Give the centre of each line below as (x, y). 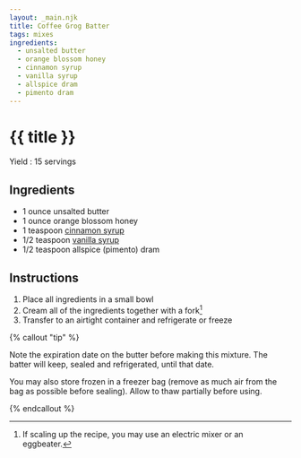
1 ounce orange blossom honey (80, 221)
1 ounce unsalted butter (66, 212)
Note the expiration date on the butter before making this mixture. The (139, 354)
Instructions (44, 277)
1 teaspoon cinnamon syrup (73, 230)
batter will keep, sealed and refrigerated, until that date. (112, 364)
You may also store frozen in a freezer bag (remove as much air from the (143, 381)
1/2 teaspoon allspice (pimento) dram (91, 250)
